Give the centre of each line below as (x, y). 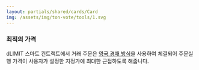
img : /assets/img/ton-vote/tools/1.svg (56, 17)
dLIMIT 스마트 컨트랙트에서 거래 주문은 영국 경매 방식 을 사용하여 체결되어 (92, 53)
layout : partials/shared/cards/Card (52, 12)
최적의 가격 (21, 39)
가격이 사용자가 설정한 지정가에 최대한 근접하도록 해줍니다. (81, 61)
